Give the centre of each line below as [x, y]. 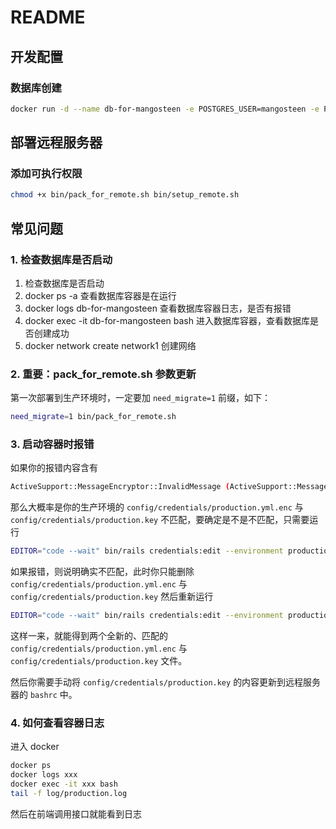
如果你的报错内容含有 [54, 468]
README [48, 17]
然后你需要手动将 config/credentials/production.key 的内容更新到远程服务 [166, 682]
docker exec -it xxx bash [64, 784]
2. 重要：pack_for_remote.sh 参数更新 [103, 374]
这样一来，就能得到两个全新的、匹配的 [89, 636]
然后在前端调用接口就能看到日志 [76, 813]
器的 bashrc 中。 [44, 695]
